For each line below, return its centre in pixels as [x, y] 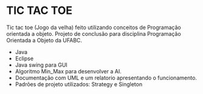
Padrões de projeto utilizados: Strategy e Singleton [79, 84]
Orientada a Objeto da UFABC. [44, 40]
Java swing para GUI [41, 65]
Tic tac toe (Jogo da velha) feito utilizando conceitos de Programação [94, 27]
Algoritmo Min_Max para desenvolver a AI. [68, 71]
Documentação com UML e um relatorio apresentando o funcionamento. [106, 78]
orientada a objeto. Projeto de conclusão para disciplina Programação [94, 33]
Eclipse [24, 58]
